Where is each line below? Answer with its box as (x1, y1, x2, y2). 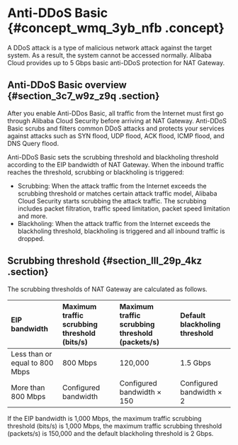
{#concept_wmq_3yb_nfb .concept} (7, 20, 225, 36)
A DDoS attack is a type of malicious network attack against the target (7, 43, 212, 52)
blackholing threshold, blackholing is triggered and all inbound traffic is (17, 227, 225, 235)
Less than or (11, 349, 52, 359)
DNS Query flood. (7, 139, 59, 147)
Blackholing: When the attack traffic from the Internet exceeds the (17, 219, 211, 227)
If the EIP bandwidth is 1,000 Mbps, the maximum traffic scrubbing (7, 414, 202, 422)
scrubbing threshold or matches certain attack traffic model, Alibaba (17, 189, 217, 198)
